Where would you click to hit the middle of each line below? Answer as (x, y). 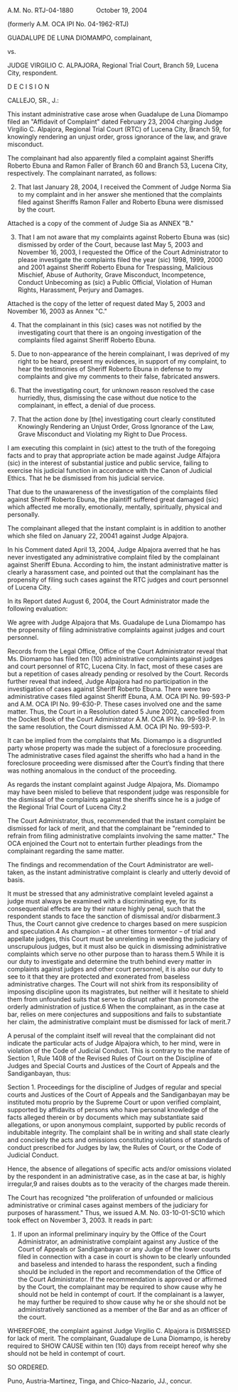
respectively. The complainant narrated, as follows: (82, 173)
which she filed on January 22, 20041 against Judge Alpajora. (98, 536)
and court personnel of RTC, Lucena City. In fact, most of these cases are (115, 666)
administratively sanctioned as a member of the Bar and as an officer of (123, 1309)
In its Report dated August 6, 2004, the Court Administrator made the (108, 601)
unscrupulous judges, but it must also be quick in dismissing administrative (117, 946)
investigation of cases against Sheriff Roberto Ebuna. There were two (109, 689)
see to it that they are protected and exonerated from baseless (99, 977)
